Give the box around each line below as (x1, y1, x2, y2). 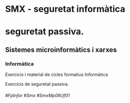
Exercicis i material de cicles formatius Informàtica (5, 71, 108, 77)
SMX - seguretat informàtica (5, 3, 126, 15)
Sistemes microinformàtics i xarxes (5, 45, 117, 54)
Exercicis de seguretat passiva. (5, 81, 69, 87)
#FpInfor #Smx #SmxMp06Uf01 (5, 92, 70, 98)
